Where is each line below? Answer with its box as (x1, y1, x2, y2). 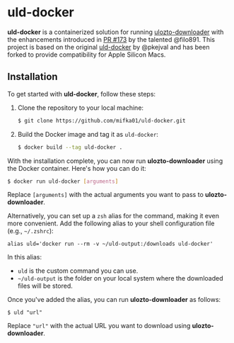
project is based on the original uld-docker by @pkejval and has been (7, 43, 210, 51)
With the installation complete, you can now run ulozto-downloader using (7, 157, 223, 165)
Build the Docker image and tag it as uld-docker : (17, 130, 159, 138)
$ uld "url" (7, 309, 42, 316)
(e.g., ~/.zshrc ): (7, 227, 54, 235)
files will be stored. (17, 281, 73, 291)
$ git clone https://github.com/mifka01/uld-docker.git (17, 117, 186, 124)
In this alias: (7, 253, 42, 262)
